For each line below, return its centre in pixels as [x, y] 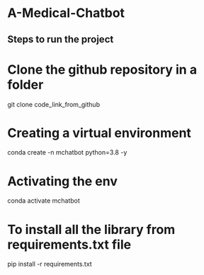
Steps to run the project [61, 39]
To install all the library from [91, 229]
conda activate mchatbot [44, 201]
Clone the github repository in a [102, 69]
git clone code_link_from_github [54, 104]
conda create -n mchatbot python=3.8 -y [67, 152]
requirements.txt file [69, 244]
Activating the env [63, 181]
